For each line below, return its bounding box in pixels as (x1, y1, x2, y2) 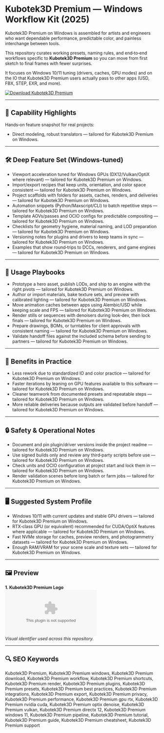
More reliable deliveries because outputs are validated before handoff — (12, 402, 158, 407)
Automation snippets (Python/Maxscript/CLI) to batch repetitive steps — (12, 202, 158, 208)
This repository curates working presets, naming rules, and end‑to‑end (5, 50, 147, 56)
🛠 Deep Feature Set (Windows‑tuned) (5, 156, 123, 164)
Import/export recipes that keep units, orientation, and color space (12, 181, 146, 187)
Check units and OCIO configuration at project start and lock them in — (12, 462, 156, 468)
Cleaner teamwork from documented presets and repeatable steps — (12, 391, 152, 397)
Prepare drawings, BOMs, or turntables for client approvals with (12, 323, 141, 329)
